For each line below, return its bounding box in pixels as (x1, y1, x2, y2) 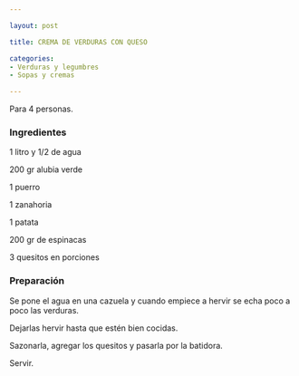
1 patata (9, 217, 39, 227)
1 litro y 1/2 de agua (9, 147, 82, 158)
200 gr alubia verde (9, 164, 83, 175)
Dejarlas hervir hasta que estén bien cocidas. (9, 323, 178, 333)
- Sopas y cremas (9, 71, 75, 80)
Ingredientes (9, 126, 67, 139)
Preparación (9, 275, 65, 287)
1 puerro (9, 182, 41, 193)
